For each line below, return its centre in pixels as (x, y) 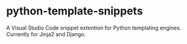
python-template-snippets (74, 11)
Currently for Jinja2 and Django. (46, 34)
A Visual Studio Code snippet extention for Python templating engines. (94, 28)
